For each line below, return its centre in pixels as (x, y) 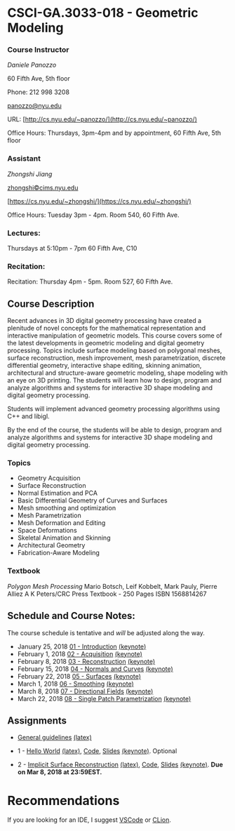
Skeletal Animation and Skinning (64, 538)
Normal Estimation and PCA (58, 493)
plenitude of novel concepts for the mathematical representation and (106, 328)
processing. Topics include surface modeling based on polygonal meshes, (115, 351)
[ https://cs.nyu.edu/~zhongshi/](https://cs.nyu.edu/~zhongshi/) (99, 201)
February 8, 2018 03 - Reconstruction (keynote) (86, 661)
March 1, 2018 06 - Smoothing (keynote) (76, 684)
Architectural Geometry (51, 545)
